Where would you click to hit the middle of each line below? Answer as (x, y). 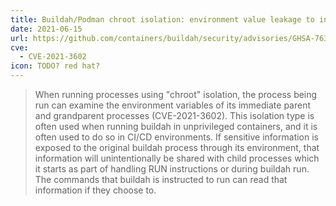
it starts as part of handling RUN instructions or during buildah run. (172, 169)
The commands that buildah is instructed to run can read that (161, 179)
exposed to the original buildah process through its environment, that (177, 147)
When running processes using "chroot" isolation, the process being (176, 94)
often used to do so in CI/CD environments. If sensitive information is (176, 137)
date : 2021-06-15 (46, 29)
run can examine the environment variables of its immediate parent (173, 105)
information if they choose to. (95, 190)
